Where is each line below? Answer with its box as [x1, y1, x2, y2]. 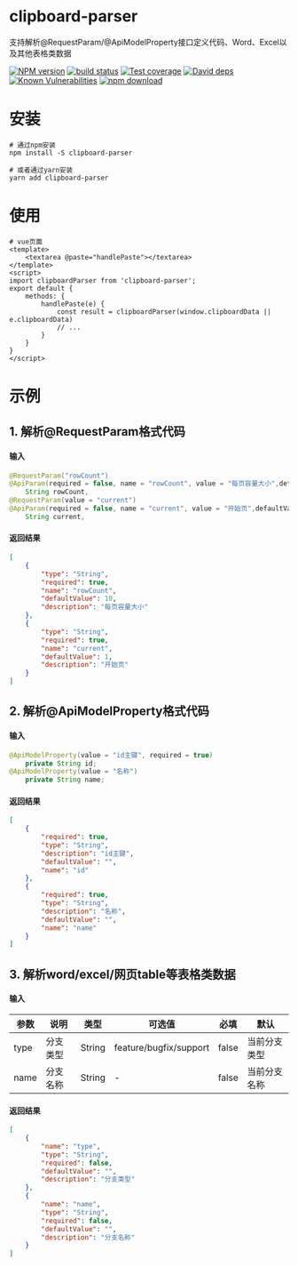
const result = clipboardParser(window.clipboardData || [56, 307, 272, 316]
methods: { [25, 292, 66, 300]
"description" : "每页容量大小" [41, 603, 149, 612]
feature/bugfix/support [114, 1041, 210, 1054]
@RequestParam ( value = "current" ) [9, 496, 137, 505]
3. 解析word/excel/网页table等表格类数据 [9, 966, 237, 982]
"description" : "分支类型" [41, 1175, 136, 1184]
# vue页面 [9, 237, 43, 246]
